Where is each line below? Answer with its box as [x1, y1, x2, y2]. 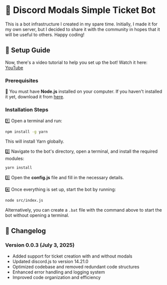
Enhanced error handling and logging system [12, 269, 105, 275]
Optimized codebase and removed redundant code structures [12, 264, 140, 270]
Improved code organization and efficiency [12, 274, 101, 280]
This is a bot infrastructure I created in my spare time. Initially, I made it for [5, 21, 158, 27]
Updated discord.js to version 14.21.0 [12, 258, 89, 264]
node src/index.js [5, 198, 43, 203]
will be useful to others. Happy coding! [5, 31, 85, 37]
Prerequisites [5, 77, 38, 84]
